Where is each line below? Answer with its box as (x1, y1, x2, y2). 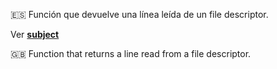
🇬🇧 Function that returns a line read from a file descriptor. (10, 48, 252, 59)
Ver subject (10, 29, 60, 40)
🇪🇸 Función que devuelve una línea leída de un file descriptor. (10, 9, 269, 20)
